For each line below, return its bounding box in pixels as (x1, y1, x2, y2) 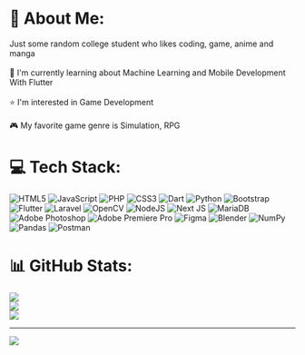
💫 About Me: (9, 8, 105, 29)
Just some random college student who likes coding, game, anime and (9, 38, 274, 49)
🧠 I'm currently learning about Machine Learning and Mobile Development (9, 67, 286, 78)
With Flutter (9, 76, 54, 87)
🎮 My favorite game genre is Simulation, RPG (9, 120, 181, 131)
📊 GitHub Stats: (9, 256, 133, 276)
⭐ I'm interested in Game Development (9, 96, 154, 107)
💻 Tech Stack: (9, 157, 122, 178)
